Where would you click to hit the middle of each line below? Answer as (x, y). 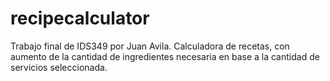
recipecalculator (80, 18)
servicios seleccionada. (59, 67)
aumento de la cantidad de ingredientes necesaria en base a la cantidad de (165, 56)
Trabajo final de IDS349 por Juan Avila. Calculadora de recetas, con (150, 46)
